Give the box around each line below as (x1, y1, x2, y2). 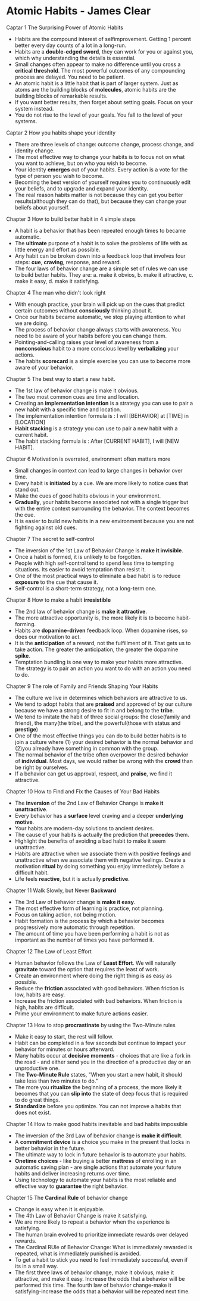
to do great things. (14, 1096, 61, 1103)
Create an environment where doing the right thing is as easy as (14, 972, 173, 979)
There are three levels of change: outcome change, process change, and (14, 140, 194, 148)
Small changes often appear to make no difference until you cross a (14, 61, 181, 68)
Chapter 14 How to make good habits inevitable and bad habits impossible (6, 1120, 188, 1127)
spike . (14, 652, 31, 659)
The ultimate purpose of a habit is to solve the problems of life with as (14, 239, 187, 246)
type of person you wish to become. (14, 172, 104, 179)
